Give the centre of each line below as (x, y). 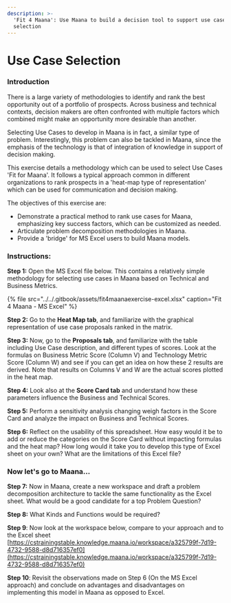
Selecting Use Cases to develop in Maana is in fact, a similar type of (103, 132)
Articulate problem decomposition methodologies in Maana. (102, 231)
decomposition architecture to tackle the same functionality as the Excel (109, 494)
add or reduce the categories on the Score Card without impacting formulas (114, 439)
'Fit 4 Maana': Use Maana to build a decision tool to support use (112, 20)
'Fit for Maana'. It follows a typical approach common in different (99, 175)
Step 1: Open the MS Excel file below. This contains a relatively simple (106, 271)
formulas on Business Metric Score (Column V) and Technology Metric (107, 355)
